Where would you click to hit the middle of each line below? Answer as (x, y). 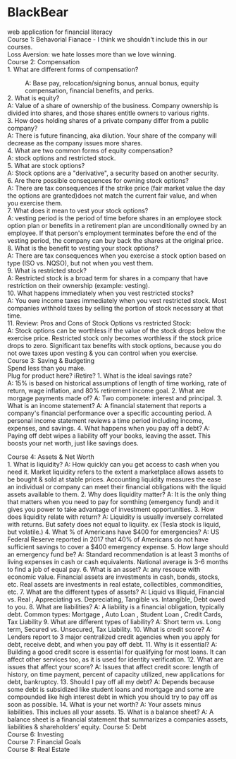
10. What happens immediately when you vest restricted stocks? (100, 293)
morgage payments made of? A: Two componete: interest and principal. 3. (115, 398)
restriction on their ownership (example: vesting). (79, 285)
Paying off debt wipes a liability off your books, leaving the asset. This (109, 436)
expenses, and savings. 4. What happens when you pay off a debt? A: (108, 428)
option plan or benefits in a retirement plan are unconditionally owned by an (117, 225)
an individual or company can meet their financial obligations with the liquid (117, 486)
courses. (20, 47)
